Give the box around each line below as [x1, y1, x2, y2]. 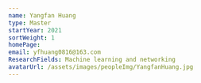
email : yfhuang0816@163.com [8, 48, 102, 56]
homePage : [8, 41, 41, 49]
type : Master [8, 19, 52, 27]
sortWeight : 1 [8, 33, 56, 42]
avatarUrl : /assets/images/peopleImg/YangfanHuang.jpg [8, 63, 194, 71]
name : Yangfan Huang [8, 11, 77, 20]
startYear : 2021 [8, 26, 62, 34]
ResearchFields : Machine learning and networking [8, 56, 176, 64]
